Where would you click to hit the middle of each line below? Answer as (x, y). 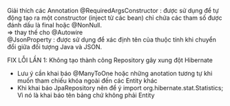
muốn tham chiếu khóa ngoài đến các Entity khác (87, 81)
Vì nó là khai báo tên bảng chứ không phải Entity (86, 95)
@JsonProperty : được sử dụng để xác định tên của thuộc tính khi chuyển (112, 40)
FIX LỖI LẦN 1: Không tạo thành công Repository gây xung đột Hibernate (110, 60)
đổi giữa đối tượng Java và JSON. (55, 47)
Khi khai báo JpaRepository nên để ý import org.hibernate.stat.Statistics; (120, 88)
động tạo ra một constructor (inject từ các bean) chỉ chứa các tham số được (115, 18)
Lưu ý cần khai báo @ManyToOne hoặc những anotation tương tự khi (115, 73)
